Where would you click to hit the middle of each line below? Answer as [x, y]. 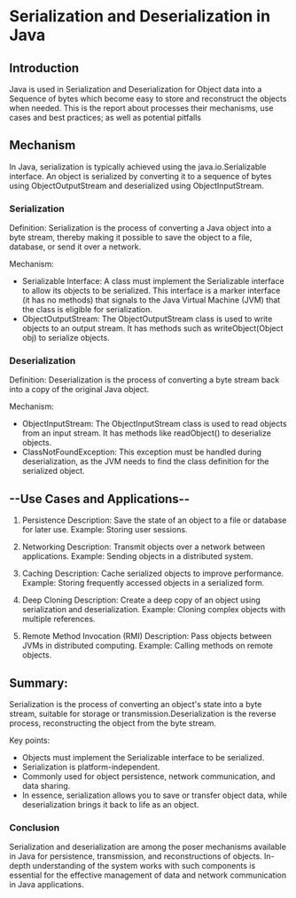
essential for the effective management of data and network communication [148, 875]
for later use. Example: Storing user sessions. [105, 530]
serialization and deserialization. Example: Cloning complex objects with [154, 610]
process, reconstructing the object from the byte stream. [113, 723]
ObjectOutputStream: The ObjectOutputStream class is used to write [147, 319]
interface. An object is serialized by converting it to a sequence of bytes [140, 176]
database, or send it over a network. [75, 247]
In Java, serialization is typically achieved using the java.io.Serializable [138, 167]
